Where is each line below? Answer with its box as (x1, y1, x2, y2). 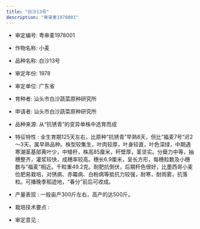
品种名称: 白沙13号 (14, 57, 61, 64)
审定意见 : (14, 216, 39, 223)
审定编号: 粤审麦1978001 (14, 31, 75, 39)
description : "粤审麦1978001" (6, 14, 79, 20)
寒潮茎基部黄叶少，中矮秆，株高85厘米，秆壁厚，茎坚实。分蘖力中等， (14, 148, 189, 155)
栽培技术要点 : (14, 203, 50, 210)
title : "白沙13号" (6, 8, 50, 15)
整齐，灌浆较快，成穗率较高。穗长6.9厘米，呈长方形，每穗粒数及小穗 (20, 155, 190, 163)
